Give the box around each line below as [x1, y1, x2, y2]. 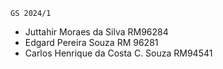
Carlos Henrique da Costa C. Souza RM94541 [24, 47, 213, 59]
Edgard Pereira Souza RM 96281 [24, 37, 159, 48]
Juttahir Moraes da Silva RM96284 [24, 26, 169, 38]
